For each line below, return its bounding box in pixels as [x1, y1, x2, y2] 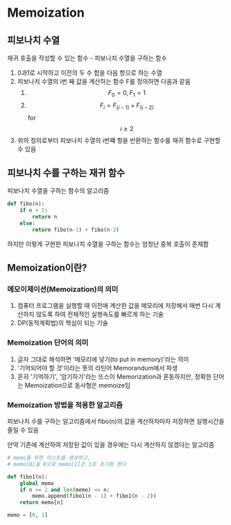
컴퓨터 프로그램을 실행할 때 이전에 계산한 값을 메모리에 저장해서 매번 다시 [17, 302, 214, 310]
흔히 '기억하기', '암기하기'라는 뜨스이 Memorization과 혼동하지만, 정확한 [17, 372, 212, 381]
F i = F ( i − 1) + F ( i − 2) [99, 101, 154, 111]
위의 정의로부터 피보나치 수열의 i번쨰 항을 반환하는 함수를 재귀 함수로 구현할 [17, 136, 221, 144]
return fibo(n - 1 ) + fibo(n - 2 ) [32, 226, 119, 233]
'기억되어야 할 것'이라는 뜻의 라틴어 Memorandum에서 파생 [17, 363, 178, 372]
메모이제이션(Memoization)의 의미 [7, 284, 119, 294]
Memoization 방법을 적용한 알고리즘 [7, 400, 123, 410]
